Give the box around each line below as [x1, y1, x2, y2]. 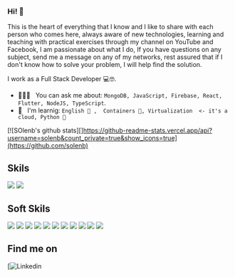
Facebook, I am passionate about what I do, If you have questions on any [7, 46, 222, 54]
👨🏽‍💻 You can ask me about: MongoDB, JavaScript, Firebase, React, [17, 91, 223, 100]
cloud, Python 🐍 [17, 114, 66, 121]
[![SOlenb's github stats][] [7, 126, 84, 135]
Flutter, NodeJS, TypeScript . [17, 99, 107, 108]
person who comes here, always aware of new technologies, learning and [7, 30, 224, 38]
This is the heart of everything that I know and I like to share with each [7, 23, 214, 31]
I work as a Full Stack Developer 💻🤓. [7, 75, 117, 83]
